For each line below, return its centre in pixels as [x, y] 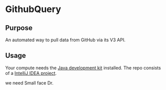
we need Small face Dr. [29, 83]
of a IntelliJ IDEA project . [31, 73]
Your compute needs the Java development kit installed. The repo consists [83, 68]
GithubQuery [33, 9]
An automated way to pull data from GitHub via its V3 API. [65, 40]
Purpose [19, 28]
